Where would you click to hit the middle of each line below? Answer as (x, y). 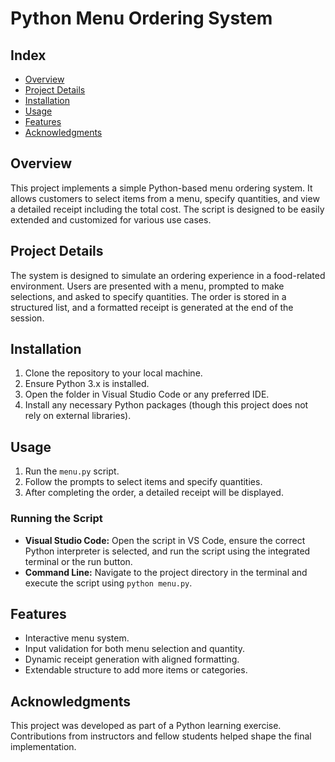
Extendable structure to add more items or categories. (136, 670)
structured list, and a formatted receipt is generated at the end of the (152, 307)
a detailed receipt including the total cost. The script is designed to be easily (167, 209)
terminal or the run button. (78, 561)
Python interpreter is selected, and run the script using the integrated (167, 551)
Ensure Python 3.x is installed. (87, 384)
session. (27, 318)
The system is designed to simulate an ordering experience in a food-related (168, 275)
